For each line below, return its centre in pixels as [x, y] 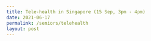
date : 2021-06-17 [28, 17]
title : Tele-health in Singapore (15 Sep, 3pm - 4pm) [76, 12]
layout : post [23, 29]
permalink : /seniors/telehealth [47, 23]
